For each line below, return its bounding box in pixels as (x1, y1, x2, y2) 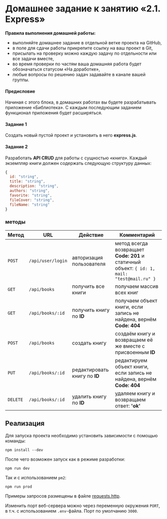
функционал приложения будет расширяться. (5, 110, 103, 116)
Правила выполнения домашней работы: (5, 30, 96, 36)
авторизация (72, 254, 103, 261)
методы (5, 219, 26, 226)
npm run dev (5, 466, 30, 471)
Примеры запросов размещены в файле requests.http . (5, 493, 121, 499)
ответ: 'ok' (115, 402, 141, 409)
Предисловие (5, 88, 35, 94)
